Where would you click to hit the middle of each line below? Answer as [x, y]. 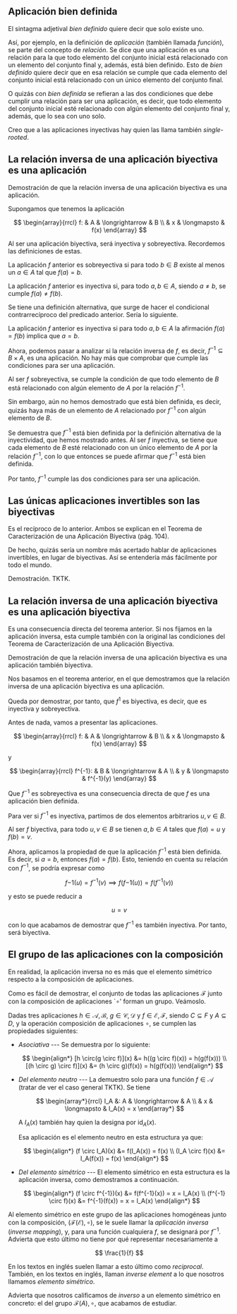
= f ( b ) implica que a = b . [44, 335]
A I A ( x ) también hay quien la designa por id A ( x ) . [87, 1123]
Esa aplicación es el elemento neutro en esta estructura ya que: [111, 1137]
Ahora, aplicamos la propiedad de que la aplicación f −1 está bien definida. [115, 851]
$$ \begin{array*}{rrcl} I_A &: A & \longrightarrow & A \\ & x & [124, 1101]
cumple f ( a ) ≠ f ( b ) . [35, 293]
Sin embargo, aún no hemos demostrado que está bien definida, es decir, [115, 401]
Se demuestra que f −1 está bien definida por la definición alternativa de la [115, 432]
